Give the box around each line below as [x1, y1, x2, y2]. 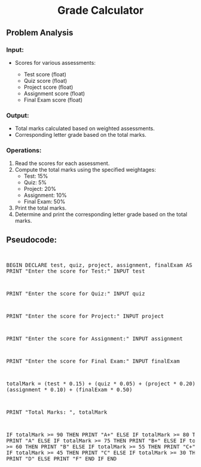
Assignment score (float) [23, 89, 86, 97]
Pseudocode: [6, 235, 57, 245]
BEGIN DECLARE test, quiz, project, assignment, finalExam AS [6, 262, 193, 269]
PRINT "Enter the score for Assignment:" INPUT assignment [6, 336, 184, 342]
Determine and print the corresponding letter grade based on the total [14, 211, 187, 218]
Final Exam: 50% [23, 198, 66, 205]
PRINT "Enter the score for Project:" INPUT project [6, 313, 165, 320]
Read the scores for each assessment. [14, 160, 110, 167]
